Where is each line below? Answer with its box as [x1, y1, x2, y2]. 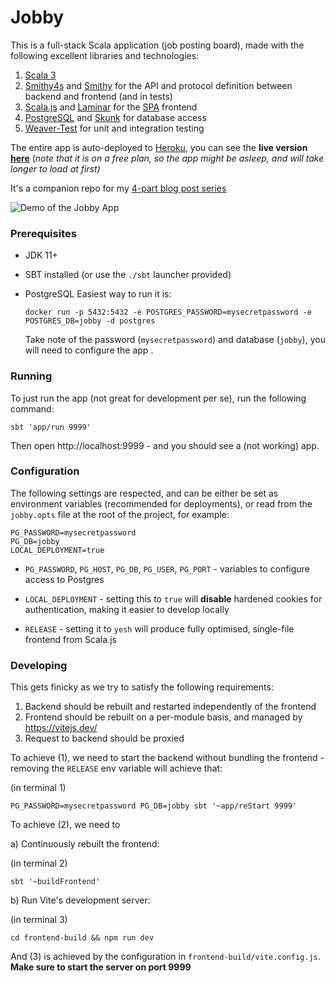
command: [10, 402, 55, 415]
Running [10, 369, 53, 383]
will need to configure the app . [24, 344, 154, 356]
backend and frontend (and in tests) [24, 90, 173, 102]
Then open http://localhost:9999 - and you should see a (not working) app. [10, 439, 320, 451]
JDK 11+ [24, 249, 58, 261]
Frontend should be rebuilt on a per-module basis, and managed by [24, 711, 303, 723]
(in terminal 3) [10, 914, 68, 926]
